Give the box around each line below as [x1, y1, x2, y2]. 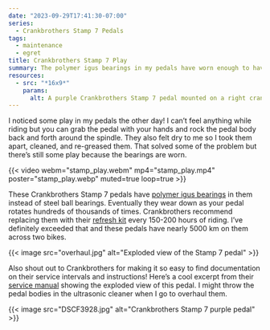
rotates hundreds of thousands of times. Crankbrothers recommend [8, 206, 233, 217]
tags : [8, 34, 27, 43]
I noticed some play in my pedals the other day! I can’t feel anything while [8, 116, 252, 125]
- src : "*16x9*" [15, 79, 70, 87]
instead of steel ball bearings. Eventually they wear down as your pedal [8, 198, 244, 208]
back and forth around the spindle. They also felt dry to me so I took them [8, 133, 252, 143]
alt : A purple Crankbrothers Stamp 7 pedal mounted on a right [29, 94, 247, 102]
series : [8, 19, 35, 27]
